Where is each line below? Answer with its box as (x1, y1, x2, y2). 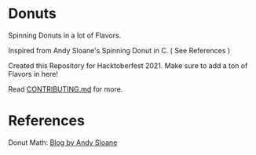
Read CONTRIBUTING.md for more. (8, 84, 123, 94)
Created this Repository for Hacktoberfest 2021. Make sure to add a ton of (8, 60, 248, 70)
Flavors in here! (8, 69, 59, 78)
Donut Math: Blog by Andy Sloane (8, 138, 118, 147)
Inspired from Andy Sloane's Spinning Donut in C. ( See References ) (8, 45, 231, 55)
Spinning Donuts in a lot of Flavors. (8, 31, 122, 40)
